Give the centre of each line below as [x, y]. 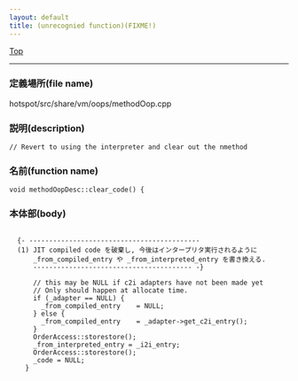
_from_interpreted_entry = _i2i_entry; [106, 345]
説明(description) [47, 128]
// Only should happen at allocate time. [110, 290]
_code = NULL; [59, 360]
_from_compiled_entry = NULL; [103, 306]
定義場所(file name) [51, 83]
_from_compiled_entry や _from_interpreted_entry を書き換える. [149, 259]
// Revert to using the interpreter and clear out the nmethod [129, 147]
